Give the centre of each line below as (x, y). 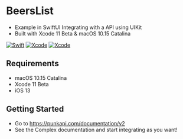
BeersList (30, 11)
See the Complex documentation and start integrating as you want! (96, 130)
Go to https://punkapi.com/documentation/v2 (70, 123)
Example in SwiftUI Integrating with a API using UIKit (78, 27)
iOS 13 (22, 90)
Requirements (32, 64)
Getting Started (35, 109)
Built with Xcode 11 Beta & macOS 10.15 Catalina (73, 33)
